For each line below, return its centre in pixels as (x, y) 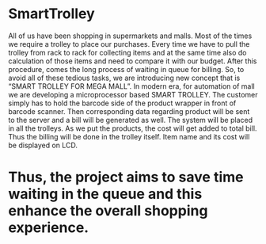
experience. (49, 228)
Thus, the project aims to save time (126, 177)
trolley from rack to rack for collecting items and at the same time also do (127, 52)
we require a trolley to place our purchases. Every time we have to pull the (129, 44)
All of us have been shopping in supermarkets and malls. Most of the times (130, 36)
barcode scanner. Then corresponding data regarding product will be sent (129, 111)
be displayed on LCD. (43, 145)
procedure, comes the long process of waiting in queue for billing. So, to (126, 69)
